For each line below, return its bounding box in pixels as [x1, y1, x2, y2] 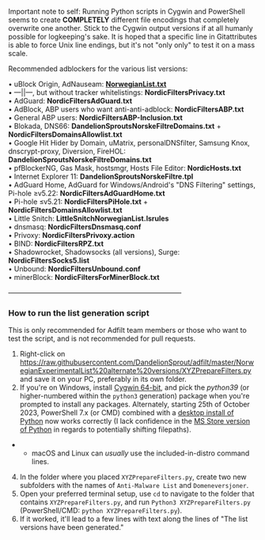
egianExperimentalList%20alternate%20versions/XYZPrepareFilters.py [19, 366, 252, 376]
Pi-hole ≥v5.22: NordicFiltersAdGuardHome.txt [8, 189, 165, 198]
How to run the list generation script [8, 308, 150, 319]
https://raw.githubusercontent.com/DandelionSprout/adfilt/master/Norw [19, 357, 255, 367]
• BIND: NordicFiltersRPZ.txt [8, 239, 104, 248]
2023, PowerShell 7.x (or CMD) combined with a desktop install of [19, 408, 235, 417]
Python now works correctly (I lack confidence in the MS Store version [19, 417, 251, 426]
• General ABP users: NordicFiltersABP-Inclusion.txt [8, 113, 184, 122]
